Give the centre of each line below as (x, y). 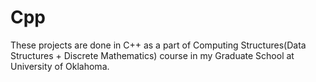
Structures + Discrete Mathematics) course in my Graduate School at (152, 55)
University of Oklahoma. (60, 66)
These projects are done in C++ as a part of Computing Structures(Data (158, 45)
